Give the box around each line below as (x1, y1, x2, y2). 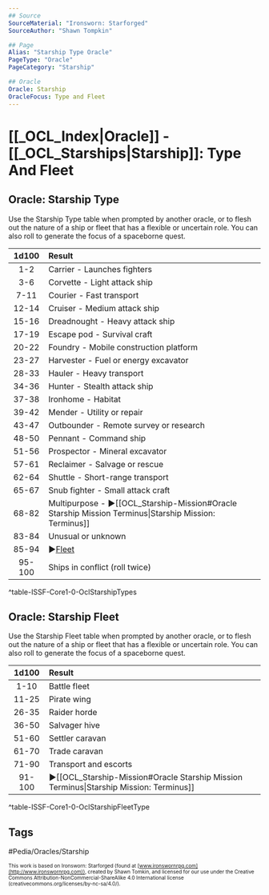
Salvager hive (48, 720, 100, 731)
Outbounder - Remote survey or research (47, 419, 206, 430)
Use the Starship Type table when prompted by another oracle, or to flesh (8, 214, 252, 224)
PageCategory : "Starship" (8, 63, 94, 72)
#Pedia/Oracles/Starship (8, 847, 90, 857)
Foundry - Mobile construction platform (47, 342, 199, 353)
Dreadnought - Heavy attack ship (47, 315, 175, 326)
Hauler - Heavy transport (47, 367, 144, 378)
